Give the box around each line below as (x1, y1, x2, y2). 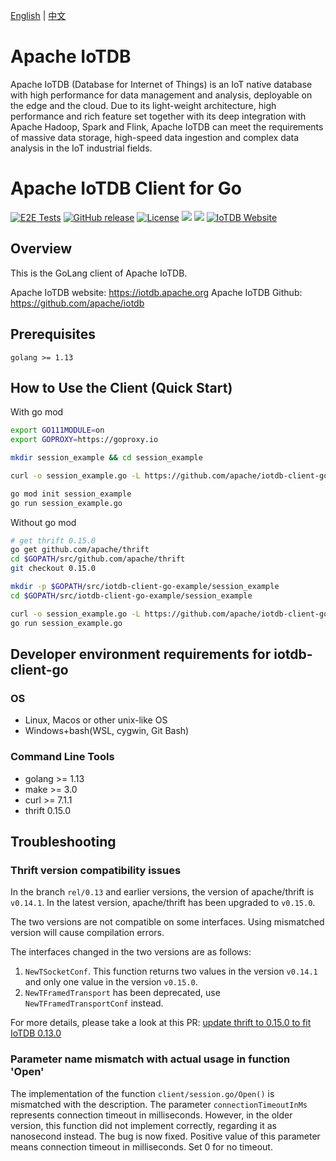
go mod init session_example (10, 489, 132, 499)
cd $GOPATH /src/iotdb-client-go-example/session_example (10, 590, 253, 601)
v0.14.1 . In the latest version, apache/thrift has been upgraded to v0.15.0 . (10, 897, 316, 909)
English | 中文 (10, 10, 67, 21)
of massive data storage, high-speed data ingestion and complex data (10, 131, 300, 143)
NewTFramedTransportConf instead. (24, 997, 164, 1009)
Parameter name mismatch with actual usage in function (10, 1052, 291, 1066)
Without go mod (10, 516, 77, 528)
